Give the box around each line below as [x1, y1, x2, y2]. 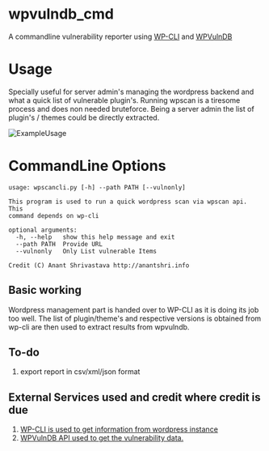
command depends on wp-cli [8, 211, 99, 219]
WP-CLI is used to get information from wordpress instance [19, 424, 218, 434]
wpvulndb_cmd [8, 5, 115, 23]
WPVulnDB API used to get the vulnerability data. [19, 433, 184, 443]
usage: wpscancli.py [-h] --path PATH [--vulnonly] [8, 183, 186, 191]
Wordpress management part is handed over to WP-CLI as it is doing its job [8, 304, 259, 314]
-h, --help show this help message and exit [15, 232, 175, 241]
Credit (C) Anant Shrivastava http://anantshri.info [8, 261, 190, 270]
